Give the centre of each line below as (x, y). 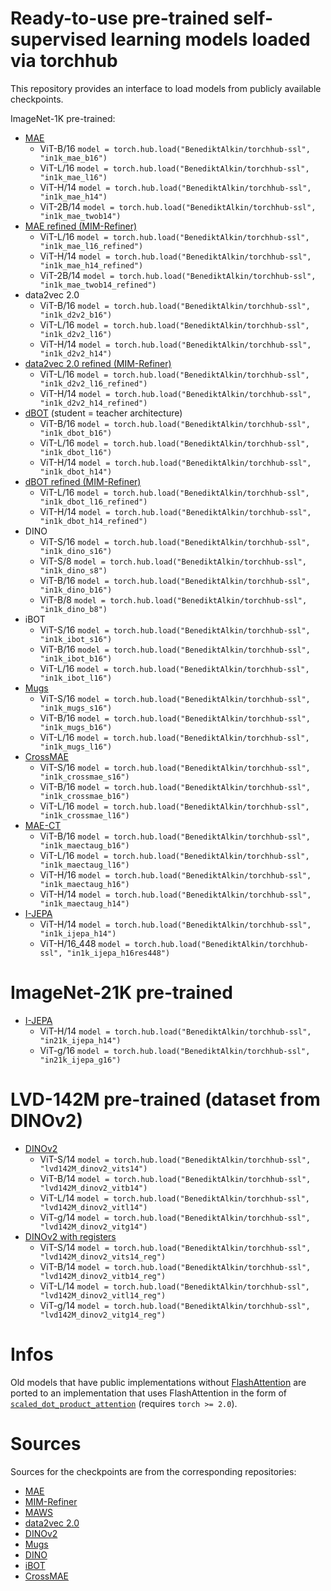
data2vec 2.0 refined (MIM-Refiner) (98, 363)
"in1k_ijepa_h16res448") (118, 953)
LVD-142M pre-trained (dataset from (165, 1099)
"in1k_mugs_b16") (76, 727)
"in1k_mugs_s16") (76, 708)
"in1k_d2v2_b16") (76, 315)
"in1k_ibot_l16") (76, 678)
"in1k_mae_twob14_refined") (98, 285)
